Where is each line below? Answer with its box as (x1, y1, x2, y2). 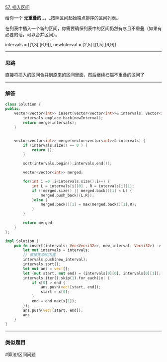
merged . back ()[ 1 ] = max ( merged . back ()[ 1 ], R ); (40, 202, 137, 207)
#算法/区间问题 (5, 351, 36, 357)
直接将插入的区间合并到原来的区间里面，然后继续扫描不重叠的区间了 (5, 72, 145, 78)
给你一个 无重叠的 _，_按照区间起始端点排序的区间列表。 (5, 15, 121, 21)
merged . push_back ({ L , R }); (40, 193, 94, 198)
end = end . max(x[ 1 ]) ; (31, 299, 77, 304)
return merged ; (23, 220, 55, 225)
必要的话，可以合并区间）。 (5, 32, 60, 37)
